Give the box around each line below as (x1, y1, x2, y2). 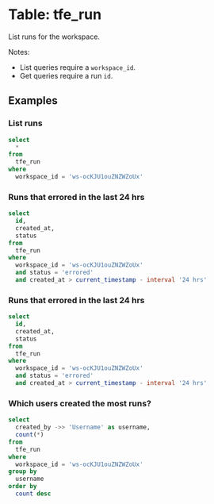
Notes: (8, 47, 30, 56)
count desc (15, 490, 52, 498)
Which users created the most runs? (8, 398, 152, 409)
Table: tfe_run (8, 6, 101, 24)
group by (8, 467, 37, 475)
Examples (8, 94, 58, 108)
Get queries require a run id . (19, 71, 113, 80)
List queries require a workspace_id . (19, 62, 136, 72)
